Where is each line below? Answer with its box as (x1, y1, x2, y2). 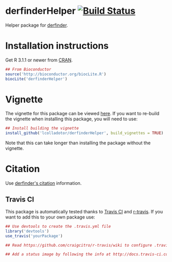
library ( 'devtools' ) (5, 228, 50, 234)
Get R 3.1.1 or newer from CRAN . (5, 57, 73, 63)
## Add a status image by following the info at (5, 252, 111, 257)
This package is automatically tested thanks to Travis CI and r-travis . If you (5, 208, 163, 214)
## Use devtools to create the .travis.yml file (5, 224, 111, 229)
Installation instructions (5, 40, 109, 52)
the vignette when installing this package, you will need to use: (5, 116, 138, 122)
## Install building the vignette (5, 126, 79, 131)
